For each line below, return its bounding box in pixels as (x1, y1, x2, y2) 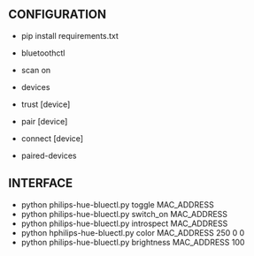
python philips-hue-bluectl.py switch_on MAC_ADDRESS (20, 208, 227, 219)
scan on (20, 64, 51, 75)
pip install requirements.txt (20, 30, 119, 41)
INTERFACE (8, 176, 73, 191)
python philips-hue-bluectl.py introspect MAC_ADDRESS (20, 218, 228, 229)
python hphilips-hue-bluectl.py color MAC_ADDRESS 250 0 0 (20, 227, 245, 237)
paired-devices (20, 150, 77, 161)
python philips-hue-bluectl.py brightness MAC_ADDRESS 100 (20, 237, 245, 247)
